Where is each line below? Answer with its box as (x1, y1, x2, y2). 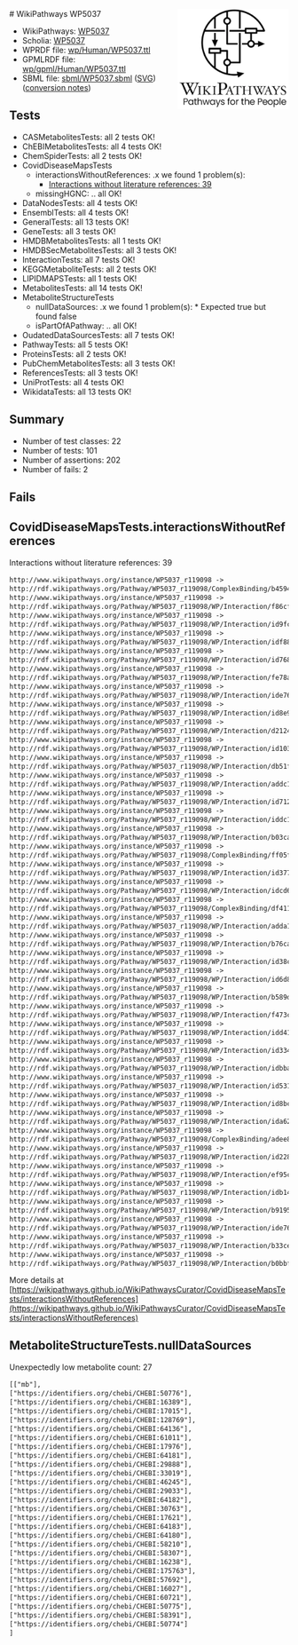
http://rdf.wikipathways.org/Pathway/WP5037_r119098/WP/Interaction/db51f (9, 762, 292, 771)
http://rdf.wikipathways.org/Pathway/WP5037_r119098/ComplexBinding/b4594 (9, 584, 292, 593)
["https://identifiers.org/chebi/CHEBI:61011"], (9, 1433, 192, 1442)
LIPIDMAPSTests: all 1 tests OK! (21, 273, 137, 283)
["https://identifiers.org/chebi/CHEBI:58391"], (9, 1610, 192, 1619)
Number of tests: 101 (21, 445, 98, 455)
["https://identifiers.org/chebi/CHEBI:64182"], (9, 1495, 192, 1504)
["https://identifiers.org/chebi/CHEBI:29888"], (9, 1459, 192, 1468)
